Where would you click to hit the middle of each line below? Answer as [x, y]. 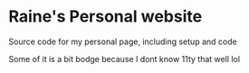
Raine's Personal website [105, 17]
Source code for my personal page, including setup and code [123, 41]
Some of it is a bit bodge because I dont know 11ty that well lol [124, 59]
